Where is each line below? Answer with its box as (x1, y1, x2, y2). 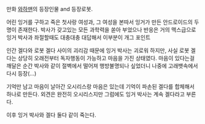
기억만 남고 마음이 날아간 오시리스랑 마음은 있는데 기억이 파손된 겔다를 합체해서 (6, 83, 195, 90)
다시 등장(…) (6, 70, 37, 77)
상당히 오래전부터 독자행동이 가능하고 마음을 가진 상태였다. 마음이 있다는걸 (17, 55, 195, 61)
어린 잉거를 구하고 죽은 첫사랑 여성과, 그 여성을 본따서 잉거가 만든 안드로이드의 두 (6, 18, 199, 26)
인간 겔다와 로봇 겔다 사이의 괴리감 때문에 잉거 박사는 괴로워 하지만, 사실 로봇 (6, 47, 190, 54)
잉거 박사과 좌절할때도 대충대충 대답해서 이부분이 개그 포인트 (6, 34, 151, 41)
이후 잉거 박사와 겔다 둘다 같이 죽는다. (6, 111, 96, 118)
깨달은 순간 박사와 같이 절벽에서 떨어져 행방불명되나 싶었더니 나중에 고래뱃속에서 (6, 62, 198, 69)
